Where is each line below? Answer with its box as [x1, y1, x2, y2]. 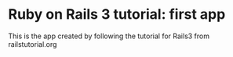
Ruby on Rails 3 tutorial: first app [8, 5, 226, 23]
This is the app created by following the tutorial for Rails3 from [8, 31, 210, 41]
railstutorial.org [8, 39, 57, 48]
